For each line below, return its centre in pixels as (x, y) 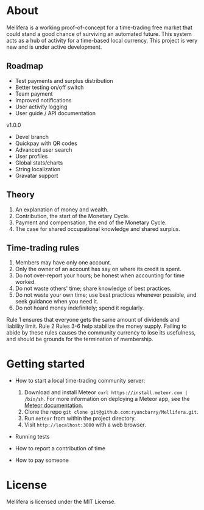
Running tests (32, 437)
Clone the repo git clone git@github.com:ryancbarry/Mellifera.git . (111, 412)
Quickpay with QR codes (46, 143)
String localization (38, 169)
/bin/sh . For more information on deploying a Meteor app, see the (107, 399)
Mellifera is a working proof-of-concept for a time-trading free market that (100, 27)
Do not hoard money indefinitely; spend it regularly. (79, 308)
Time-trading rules (43, 248)
